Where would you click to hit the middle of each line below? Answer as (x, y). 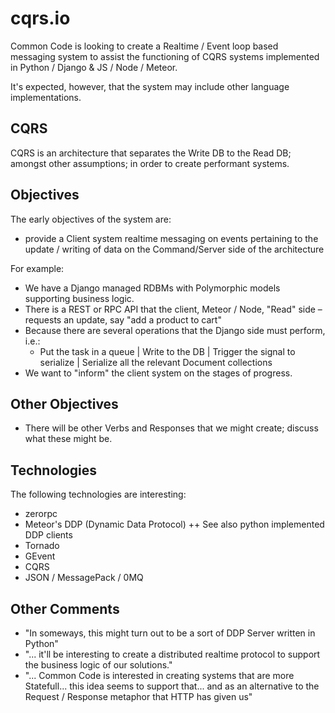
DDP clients (48, 535)
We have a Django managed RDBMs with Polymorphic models (152, 288)
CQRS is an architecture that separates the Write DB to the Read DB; (151, 153)
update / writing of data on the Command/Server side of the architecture (174, 249)
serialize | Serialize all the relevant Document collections (156, 362)
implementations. (46, 97)
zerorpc (41, 514)
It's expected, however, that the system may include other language (150, 86)
